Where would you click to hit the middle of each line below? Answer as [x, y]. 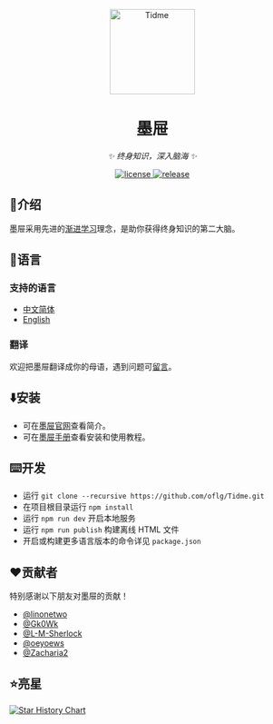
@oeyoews [44, 643]
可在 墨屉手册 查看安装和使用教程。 [86, 437]
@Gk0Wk [40, 624]
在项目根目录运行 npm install [78, 507]
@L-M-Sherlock [52, 634]
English [36, 320]
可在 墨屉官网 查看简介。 [66, 425]
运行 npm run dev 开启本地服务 [79, 519]
